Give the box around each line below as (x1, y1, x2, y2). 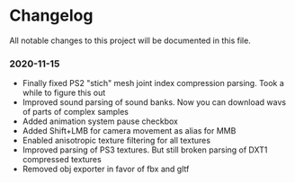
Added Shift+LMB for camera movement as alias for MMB (22, 126, 237, 136)
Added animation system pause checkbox (22, 116, 178, 126)
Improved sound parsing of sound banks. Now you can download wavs (22, 97, 286, 108)
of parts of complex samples (22, 107, 129, 118)
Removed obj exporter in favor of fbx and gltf (22, 163, 190, 175)
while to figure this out (22, 87, 106, 99)
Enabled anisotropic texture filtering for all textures (22, 135, 211, 146)
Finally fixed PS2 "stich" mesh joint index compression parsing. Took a (22, 78, 285, 89)
